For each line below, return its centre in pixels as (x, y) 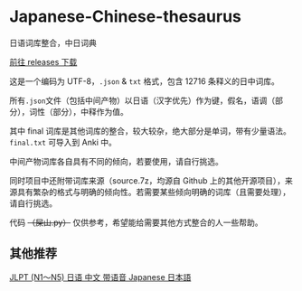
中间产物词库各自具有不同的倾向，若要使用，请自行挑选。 (116, 161)
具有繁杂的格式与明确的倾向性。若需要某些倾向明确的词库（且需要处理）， (154, 192)
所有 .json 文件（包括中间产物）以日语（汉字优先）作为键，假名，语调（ (142, 100)
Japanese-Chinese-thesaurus (125, 17)
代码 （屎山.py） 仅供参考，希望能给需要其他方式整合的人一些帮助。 (137, 222)
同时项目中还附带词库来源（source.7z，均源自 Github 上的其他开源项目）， (147, 180)
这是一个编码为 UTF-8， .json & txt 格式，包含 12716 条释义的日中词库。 (145, 81)
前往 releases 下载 (43, 61)
